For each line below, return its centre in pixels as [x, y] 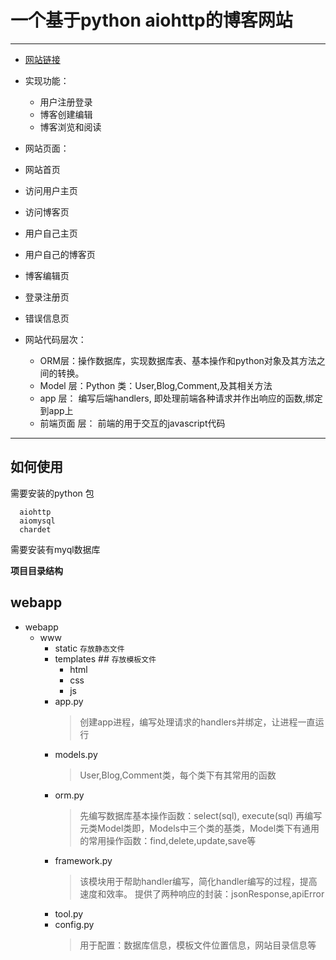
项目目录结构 [36, 570]
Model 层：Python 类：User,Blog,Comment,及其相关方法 [156, 385]
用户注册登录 [66, 102]
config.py [74, 924]
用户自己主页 [51, 233]
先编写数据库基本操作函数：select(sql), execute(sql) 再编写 [201, 815]
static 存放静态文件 [89, 648]
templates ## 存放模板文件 [105, 658]
